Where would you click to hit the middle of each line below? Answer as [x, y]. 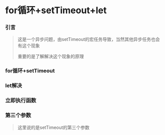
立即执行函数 [21, 101]
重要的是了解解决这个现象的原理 [51, 57]
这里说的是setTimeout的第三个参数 [53, 127]
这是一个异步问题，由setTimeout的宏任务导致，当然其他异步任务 [84, 39]
